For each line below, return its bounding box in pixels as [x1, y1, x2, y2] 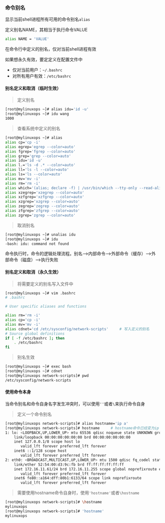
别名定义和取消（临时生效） [5, 85, 61, 91]
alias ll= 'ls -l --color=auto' [5, 167, 69, 172]
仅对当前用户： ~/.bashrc [12, 67, 63, 73]
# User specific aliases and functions [5, 304, 87, 309]
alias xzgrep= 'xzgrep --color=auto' [5, 199, 80, 204]
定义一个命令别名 [17, 411, 52, 417]
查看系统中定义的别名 [17, 126, 60, 131]
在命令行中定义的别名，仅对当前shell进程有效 [5, 46, 97, 52]
